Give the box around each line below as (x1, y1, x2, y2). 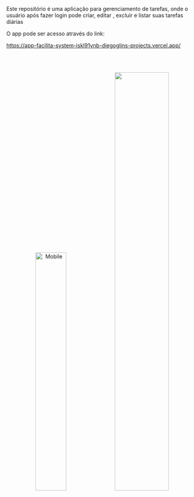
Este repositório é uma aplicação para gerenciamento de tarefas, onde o (6, 5, 189, 12)
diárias (6, 18, 23, 25)
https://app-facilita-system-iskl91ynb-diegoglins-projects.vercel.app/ (6, 42, 181, 49)
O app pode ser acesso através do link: (6, 30, 105, 37)
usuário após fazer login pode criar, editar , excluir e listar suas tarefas (6, 12, 184, 19)
